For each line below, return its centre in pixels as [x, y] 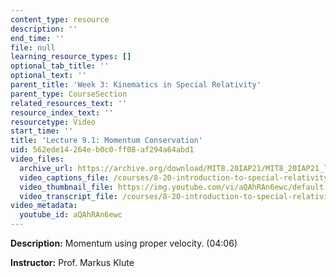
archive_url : [46, 168]
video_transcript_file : [68, 196]
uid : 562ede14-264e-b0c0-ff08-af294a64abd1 [102, 150]
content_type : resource [60, 19]
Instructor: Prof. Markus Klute [72, 262]
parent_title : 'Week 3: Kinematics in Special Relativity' [136, 85]
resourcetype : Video [53, 122]
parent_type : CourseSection [69, 94]
